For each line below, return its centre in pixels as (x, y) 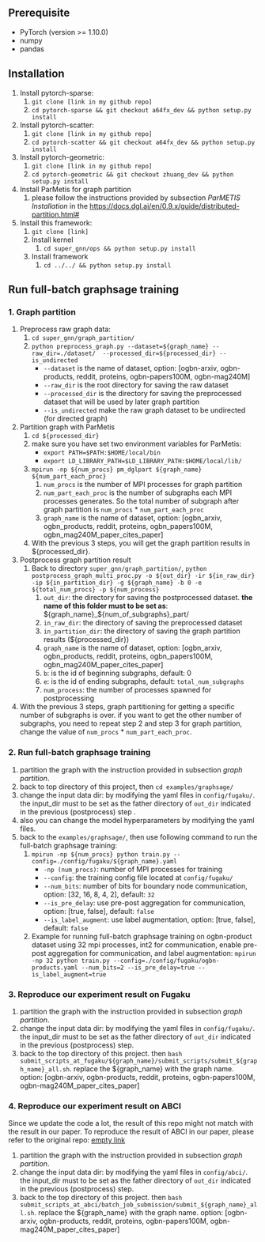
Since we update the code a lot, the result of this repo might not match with (131, 1123)
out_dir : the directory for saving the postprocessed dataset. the (148, 598)
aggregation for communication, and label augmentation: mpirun (152, 953)
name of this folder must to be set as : (106, 606)
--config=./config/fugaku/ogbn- (167, 961)
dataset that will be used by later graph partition (121, 402)
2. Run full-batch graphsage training (79, 753)
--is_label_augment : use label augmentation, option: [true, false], (149, 919)
